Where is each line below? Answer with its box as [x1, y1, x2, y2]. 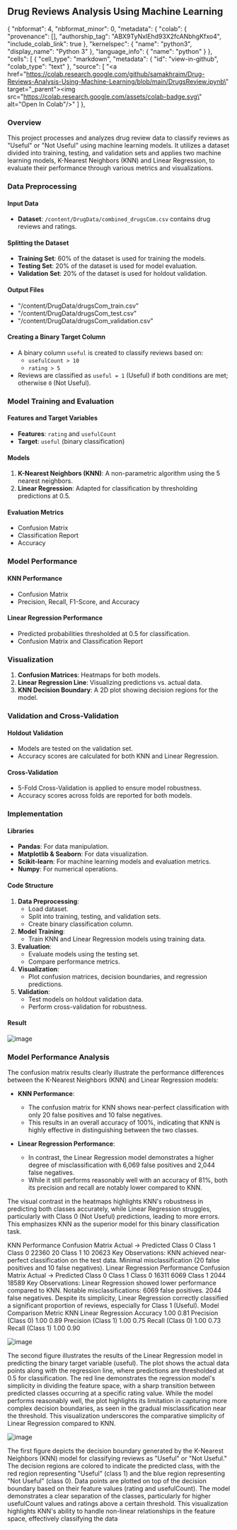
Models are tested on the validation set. [17, 744, 133, 753]
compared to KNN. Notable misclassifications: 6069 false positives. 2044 [7, 1286, 221, 1295]
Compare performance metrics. [28, 957, 120, 966]
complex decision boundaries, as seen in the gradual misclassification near [7, 1404, 226, 1413]
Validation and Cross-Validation [7, 710, 119, 720]
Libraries [7, 826, 34, 835]
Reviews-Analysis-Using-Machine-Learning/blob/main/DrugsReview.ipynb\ [7, 77, 226, 86]
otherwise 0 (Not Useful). [17, 379, 91, 387]
